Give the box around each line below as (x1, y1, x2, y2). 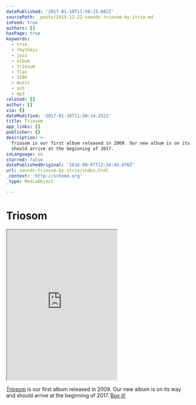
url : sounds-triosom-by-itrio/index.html (6, 167, 109, 174)
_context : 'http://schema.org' (6, 173, 83, 179)
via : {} (6, 107, 25, 113)
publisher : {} (6, 129, 41, 136)
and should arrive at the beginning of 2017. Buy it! (6, 391, 126, 399)
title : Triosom (6, 118, 43, 124)
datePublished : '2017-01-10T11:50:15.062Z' (6, 8, 114, 15)
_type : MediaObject (6, 179, 54, 185)
